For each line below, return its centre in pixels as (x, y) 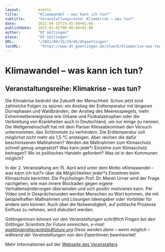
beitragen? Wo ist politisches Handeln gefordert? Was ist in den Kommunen (82, 153)
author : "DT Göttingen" (37, 32)
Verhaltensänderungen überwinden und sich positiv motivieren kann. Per (79, 189)
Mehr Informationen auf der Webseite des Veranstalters (61, 244)
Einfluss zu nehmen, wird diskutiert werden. (50, 209)
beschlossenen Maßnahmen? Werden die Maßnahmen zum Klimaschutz (78, 142)
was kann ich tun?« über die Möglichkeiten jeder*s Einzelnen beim (72, 173)
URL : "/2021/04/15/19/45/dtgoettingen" (57, 42)
